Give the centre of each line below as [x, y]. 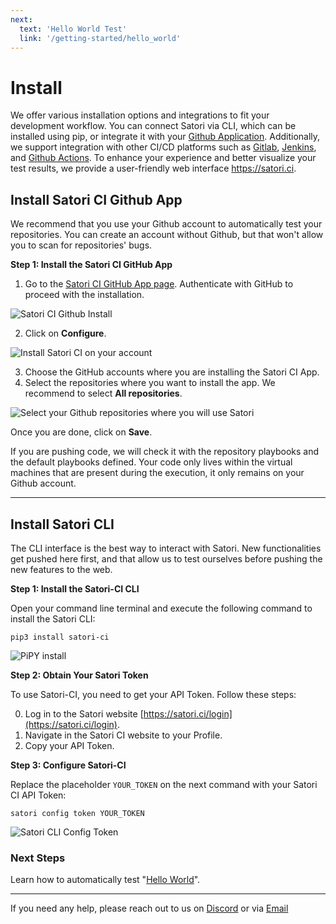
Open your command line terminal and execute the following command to [161, 608]
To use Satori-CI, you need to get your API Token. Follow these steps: [153, 694]
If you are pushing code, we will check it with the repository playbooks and [165, 452]
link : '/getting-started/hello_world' [100, 38]
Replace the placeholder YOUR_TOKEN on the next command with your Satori [164, 784]
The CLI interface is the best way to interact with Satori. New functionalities [166, 548]
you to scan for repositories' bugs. [81, 245]
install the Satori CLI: [53, 618]
